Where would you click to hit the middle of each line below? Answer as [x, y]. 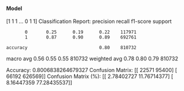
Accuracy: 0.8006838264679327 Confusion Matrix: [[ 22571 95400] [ [92, 70]
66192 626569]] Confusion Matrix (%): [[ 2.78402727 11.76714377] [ [90, 76]
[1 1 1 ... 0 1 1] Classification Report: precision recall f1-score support [89, 21]
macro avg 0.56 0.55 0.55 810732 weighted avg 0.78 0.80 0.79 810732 [92, 58]
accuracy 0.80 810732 [71, 48]
